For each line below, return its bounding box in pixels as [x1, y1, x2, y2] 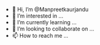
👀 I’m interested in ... [12, 12, 64, 19]
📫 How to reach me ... [12, 32, 68, 39]
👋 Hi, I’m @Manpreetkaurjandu [12, 6, 89, 13]
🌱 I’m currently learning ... [12, 19, 77, 26]
